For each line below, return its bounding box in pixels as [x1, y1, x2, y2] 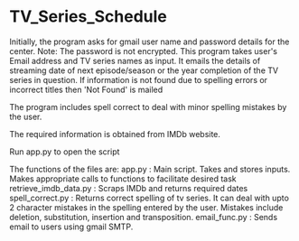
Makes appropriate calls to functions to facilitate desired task [9, 173, 237, 184]
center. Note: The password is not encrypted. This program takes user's [9, 45, 278, 56]
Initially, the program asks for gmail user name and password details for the [9, 36, 290, 47]
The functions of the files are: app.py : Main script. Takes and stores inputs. [9, 163, 291, 174]
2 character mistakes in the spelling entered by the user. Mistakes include [9, 201, 284, 213]
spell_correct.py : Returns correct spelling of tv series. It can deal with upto [9, 192, 289, 203]
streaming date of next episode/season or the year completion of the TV [9, 65, 278, 76]
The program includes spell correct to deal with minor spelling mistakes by [9, 101, 287, 112]
